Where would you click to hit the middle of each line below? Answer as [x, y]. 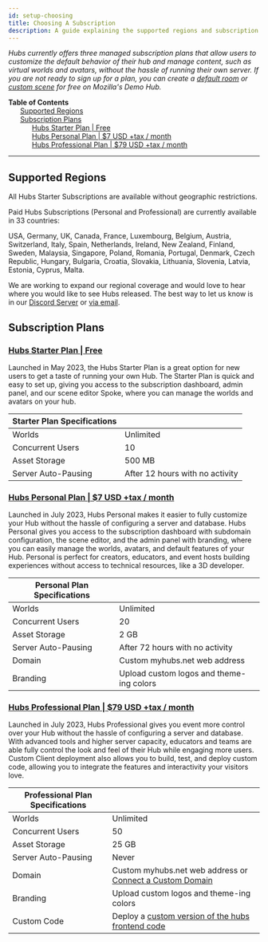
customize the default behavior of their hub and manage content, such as [130, 61]
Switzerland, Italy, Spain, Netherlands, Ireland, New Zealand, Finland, [122, 245]
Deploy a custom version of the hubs [181, 916]
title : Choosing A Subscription [62, 23]
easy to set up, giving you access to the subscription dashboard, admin [126, 384]
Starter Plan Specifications [65, 421]
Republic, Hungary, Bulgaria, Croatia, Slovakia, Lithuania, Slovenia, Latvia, [130, 262]
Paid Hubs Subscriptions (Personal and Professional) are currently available [132, 212]
